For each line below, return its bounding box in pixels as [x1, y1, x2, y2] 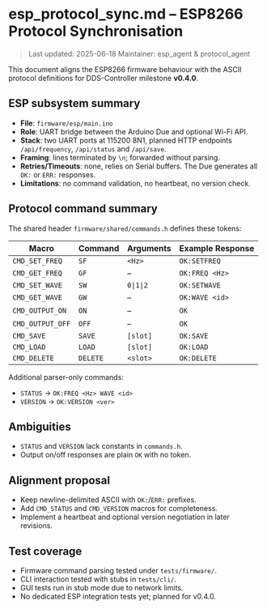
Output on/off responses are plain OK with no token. [19, 450, 192, 460]
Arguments [126, 242, 172, 253]
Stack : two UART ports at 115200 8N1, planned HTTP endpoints [19, 135, 232, 145]
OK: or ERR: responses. [19, 169, 96, 179]
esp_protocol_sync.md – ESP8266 [8, 5, 244, 23]
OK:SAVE [179, 331, 209, 340]
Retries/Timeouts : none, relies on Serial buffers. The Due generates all [19, 161, 257, 171]
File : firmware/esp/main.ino [19, 118, 113, 128]
